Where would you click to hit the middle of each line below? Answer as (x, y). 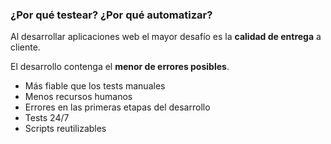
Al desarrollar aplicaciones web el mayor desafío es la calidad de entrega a (166, 37)
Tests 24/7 (47, 118)
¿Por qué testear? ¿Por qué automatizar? (111, 15)
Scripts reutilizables (65, 129)
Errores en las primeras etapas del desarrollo (117, 107)
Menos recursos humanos (78, 97)
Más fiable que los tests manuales (95, 86)
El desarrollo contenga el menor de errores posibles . (120, 67)
